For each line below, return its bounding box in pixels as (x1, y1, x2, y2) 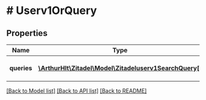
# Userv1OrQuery (6, 4, 97, 18)
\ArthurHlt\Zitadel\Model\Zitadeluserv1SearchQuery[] (38, 64, 202, 72)
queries (9, 64, 32, 72)
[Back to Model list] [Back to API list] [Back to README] (6, 87, 147, 95)
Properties (6, 28, 48, 38)
